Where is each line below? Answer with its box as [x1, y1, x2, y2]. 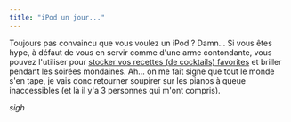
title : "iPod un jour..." [9, 12, 105, 22]
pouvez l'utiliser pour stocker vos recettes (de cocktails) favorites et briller [9, 56, 282, 67]
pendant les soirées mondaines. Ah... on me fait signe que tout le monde [9, 66, 275, 77]
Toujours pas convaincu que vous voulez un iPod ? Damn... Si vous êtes [9, 37, 273, 48]
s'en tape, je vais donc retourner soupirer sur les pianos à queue [9, 75, 247, 85]
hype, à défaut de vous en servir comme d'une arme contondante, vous [9, 46, 272, 58]
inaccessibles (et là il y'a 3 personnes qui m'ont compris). [9, 85, 221, 95]
